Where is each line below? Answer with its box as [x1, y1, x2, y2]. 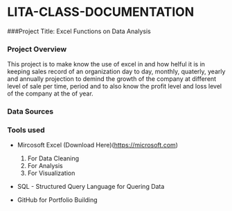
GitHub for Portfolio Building [17, 196, 98, 204]
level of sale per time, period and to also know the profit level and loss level [7, 82, 222, 91]
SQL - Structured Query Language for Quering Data [17, 183, 165, 191]
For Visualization [27, 169, 75, 177]
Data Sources [7, 107, 54, 116]
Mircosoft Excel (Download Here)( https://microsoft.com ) [17, 141, 179, 149]
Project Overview [7, 44, 67, 54]
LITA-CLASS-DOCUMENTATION [7, 4, 195, 20]
